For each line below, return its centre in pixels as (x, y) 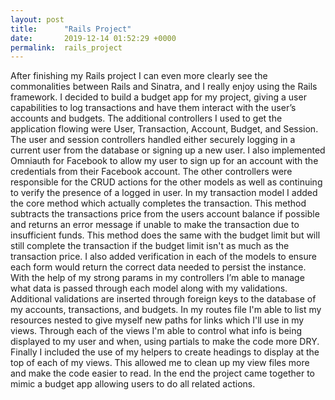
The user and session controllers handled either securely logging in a (153, 140)
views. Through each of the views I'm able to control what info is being (156, 331)
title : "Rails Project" (71, 29)
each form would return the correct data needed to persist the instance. (158, 267)
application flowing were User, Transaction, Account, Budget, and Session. (164, 129)
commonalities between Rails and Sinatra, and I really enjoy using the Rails (164, 87)
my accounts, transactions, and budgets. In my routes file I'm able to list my (166, 310)
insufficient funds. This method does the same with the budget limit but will (165, 235)
